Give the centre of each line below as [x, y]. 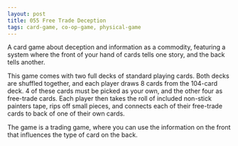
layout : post [27, 14]
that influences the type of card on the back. [72, 135]
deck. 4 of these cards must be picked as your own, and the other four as [115, 91]
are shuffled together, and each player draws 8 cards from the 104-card [113, 84]
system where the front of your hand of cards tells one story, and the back [116, 55]
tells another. [26, 62]
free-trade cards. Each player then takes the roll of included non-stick [109, 99]
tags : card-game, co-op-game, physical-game [74, 27]
